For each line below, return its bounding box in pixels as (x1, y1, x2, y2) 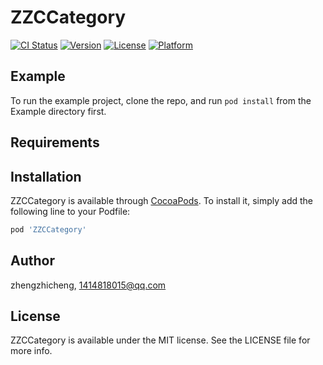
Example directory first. (10, 105, 107, 117)
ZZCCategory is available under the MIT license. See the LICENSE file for (10, 334, 311, 346)
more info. (10, 345, 53, 357)
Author (10, 252, 55, 270)
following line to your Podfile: (10, 205, 131, 217)
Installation (10, 168, 82, 185)
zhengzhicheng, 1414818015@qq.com (10, 279, 167, 291)
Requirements (10, 134, 100, 151)
